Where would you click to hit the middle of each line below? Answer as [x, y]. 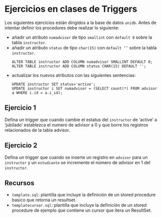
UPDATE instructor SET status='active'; [54, 84]
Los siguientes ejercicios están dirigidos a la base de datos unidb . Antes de [81, 23]
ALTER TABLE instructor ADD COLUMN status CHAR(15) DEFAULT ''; [79, 66]
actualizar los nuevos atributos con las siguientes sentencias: [74, 75]
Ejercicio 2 [21, 145]
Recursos [20, 183]
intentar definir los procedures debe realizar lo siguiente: [62, 27]
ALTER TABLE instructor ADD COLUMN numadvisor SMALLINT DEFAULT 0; [82, 62]
